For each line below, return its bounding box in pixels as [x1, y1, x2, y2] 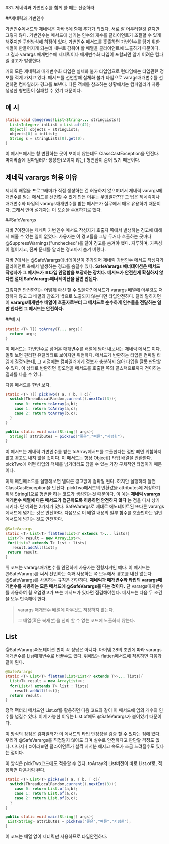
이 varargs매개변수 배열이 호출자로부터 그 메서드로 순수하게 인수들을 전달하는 [5, 299, 156, 305]
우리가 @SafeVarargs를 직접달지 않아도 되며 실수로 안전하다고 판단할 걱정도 [5, 737, 155, 743]
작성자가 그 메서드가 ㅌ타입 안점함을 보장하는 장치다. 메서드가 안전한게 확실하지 [5, 269, 158, 275]
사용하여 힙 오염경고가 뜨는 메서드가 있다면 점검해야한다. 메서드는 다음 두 [10, 589, 153, 596]
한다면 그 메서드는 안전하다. [10, 305, 64, 311]
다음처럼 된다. [18, 767, 46, 773]
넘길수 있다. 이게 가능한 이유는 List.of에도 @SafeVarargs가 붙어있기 [14, 713, 149, 720]
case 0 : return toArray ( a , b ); [14, 401, 78, 407]
